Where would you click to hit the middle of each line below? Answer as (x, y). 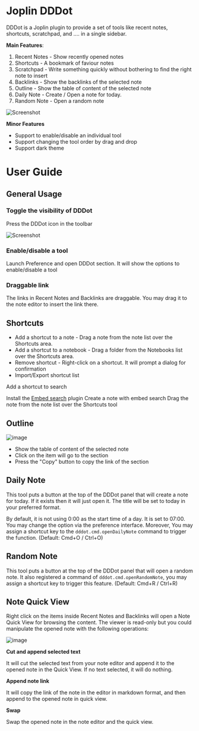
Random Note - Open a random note (59, 101)
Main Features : (25, 45)
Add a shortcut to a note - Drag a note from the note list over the (94, 337)
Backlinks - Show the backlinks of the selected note (78, 82)
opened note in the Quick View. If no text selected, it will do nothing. (89, 670)
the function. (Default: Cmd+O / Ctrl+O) (55, 537)
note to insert (31, 75)
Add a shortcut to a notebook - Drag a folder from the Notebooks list (99, 350)
